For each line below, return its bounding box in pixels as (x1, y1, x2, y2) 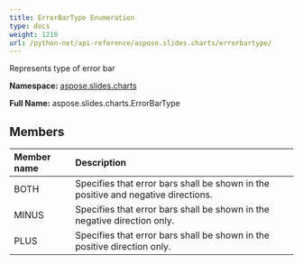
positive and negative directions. (75, 188, 214, 201)
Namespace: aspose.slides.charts (9, 80, 137, 91)
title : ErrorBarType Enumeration (9, 13, 135, 23)
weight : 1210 (9, 30, 59, 39)
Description (75, 157, 127, 169)
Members (9, 123, 65, 140)
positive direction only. (75, 241, 171, 253)
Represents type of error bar (9, 63, 115, 74)
